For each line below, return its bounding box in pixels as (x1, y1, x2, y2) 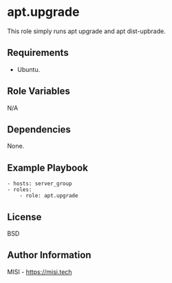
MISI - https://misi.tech (7, 267, 72, 276)
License (7, 211, 42, 223)
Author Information (7, 249, 92, 261)
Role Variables (7, 86, 70, 97)
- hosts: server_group (7, 180, 72, 187)
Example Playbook (7, 162, 88, 173)
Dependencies (7, 124, 71, 135)
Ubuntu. (17, 65, 41, 73)
